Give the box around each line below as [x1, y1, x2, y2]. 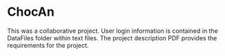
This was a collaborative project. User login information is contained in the [7, 27, 219, 35]
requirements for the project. [7, 41, 89, 49]
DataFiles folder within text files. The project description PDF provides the [7, 33, 217, 42]
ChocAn [7, 4, 55, 20]
